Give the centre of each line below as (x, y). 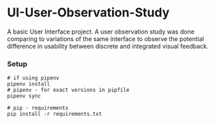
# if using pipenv (33, 78)
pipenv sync (24, 96)
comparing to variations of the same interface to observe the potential (106, 38)
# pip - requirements (38, 108)
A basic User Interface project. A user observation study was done (101, 32)
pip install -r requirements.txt (55, 114)
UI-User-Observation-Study (88, 13)
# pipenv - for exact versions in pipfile (68, 90)
